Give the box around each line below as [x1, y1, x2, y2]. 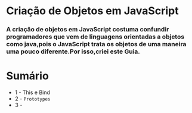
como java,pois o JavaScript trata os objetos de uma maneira [6, 40, 187, 49]
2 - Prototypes [14, 95, 51, 102]
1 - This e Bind [14, 89, 51, 96]
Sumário [6, 69, 49, 83]
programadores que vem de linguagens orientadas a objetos [6, 33, 185, 41]
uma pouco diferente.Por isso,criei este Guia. [6, 47, 140, 56]
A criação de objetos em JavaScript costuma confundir [6, 25, 169, 34]
